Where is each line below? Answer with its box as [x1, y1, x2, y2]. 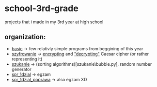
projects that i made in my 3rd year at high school [4, 19, 104, 25]
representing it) [11, 56, 43, 62]
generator [11, 66, 32, 72]
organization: [4, 33, 46, 41]
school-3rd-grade [4, 3, 78, 14]
